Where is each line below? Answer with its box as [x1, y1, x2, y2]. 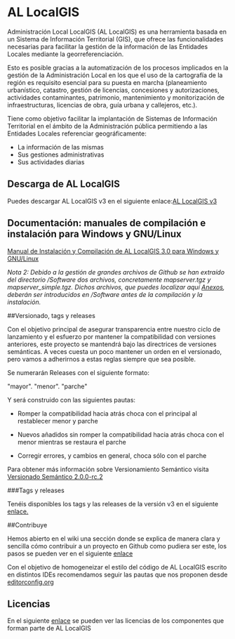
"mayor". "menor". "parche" [7, 382, 88, 390]
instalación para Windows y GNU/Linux [7, 228, 182, 240]
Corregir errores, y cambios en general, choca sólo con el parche [17, 451, 207, 460]
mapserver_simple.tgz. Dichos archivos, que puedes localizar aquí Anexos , [7, 282, 225, 291]
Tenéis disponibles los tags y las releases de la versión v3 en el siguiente [7, 499, 219, 508]
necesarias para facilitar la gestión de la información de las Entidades [7, 42, 208, 51]
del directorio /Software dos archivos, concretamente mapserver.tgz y [7, 275, 211, 284]
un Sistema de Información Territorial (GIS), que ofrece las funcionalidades [7, 34, 224, 43]
